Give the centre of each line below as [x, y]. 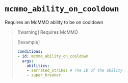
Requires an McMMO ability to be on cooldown [54, 22]
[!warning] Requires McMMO [48, 32]
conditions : [30, 51]
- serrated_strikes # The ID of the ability [75, 71]
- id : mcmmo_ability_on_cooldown [53, 56]
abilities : [38, 66]
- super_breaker [44, 75]
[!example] [29, 42]
